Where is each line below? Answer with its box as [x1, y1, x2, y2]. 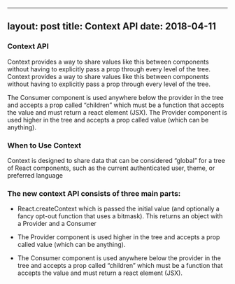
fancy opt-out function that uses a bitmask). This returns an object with [17, 212, 223, 220]
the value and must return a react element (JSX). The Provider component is [7, 108, 227, 116]
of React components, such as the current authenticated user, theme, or [7, 164, 215, 172]
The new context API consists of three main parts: [7, 188, 181, 198]
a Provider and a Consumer [17, 220, 97, 228]
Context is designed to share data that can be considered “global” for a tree [7, 156, 225, 164]
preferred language [7, 171, 63, 179]
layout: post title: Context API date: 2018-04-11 [7, 20, 217, 32]
